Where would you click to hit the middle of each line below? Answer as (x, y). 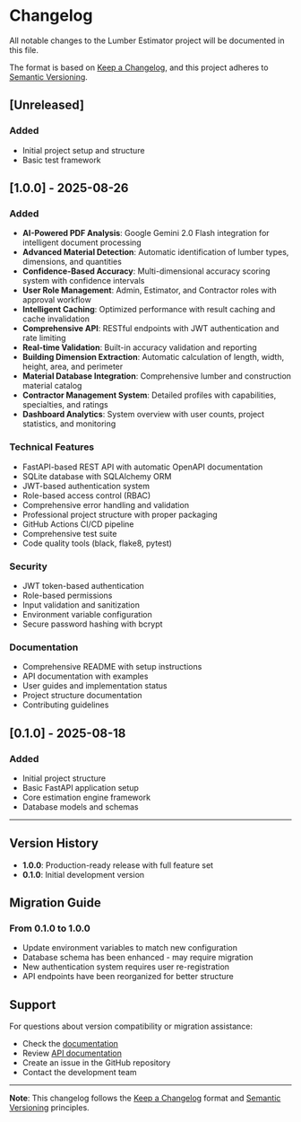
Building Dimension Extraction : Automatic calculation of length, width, (153, 357)
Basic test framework (61, 160)
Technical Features (52, 447)
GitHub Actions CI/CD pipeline (78, 524)
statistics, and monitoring (69, 424)
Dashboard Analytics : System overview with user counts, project (143, 415)
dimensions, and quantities (72, 262)
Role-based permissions (67, 595)
